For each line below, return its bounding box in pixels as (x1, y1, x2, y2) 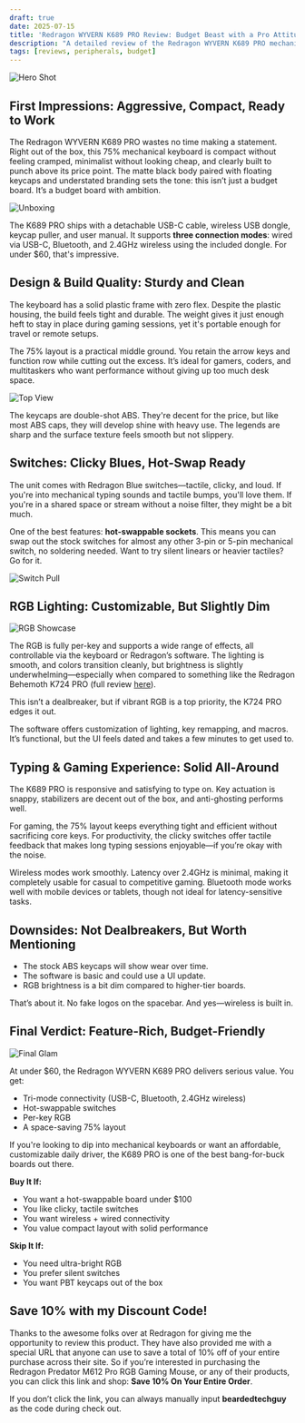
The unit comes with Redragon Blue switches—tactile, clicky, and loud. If (9, 479, 281, 490)
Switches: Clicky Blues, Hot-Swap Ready (9, 456, 247, 471)
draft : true (9, 13, 54, 23)
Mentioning (9, 937, 76, 952)
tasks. (9, 896, 33, 908)
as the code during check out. (9, 1403, 122, 1414)
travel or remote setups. (9, 328, 100, 339)
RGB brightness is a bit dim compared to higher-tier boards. (22, 980, 247, 990)
